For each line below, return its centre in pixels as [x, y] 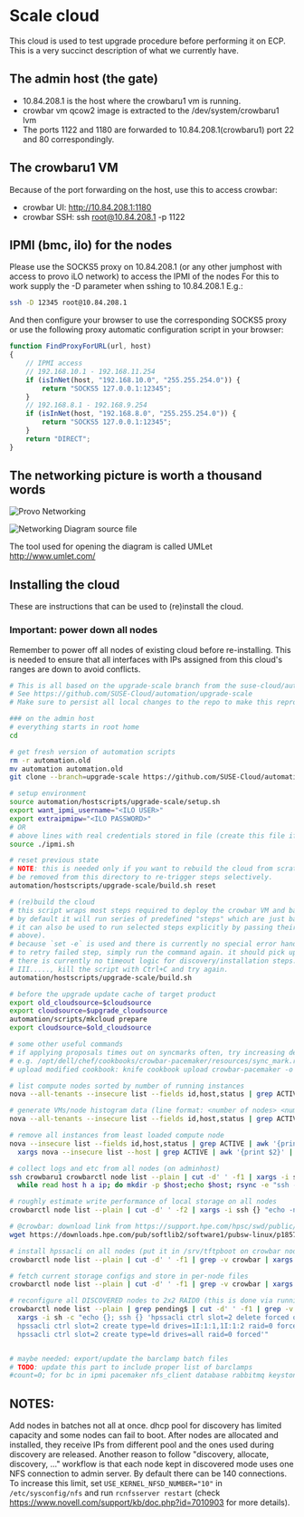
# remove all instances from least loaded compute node [117, 1136]
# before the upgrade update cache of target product [113, 994]
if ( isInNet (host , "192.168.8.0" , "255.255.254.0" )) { [131, 414]
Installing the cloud [65, 585]
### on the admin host [52, 719]
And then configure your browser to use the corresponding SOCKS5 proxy [148, 320]
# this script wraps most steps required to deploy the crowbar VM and [147, 910]
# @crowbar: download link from [70, 1227]
